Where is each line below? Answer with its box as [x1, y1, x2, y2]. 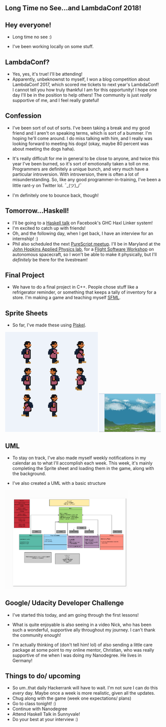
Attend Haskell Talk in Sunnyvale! [12, 711, 81, 717]
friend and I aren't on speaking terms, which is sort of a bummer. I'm [12, 130, 152, 136]
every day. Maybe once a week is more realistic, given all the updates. [12, 690, 156, 696]
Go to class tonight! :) [12, 701, 56, 707]
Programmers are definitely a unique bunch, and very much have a [12, 166, 149, 172]
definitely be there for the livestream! [12, 257, 88, 262]
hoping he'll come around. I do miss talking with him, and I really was [12, 135, 153, 141]
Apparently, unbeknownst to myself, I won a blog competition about [12, 76, 150, 82]
